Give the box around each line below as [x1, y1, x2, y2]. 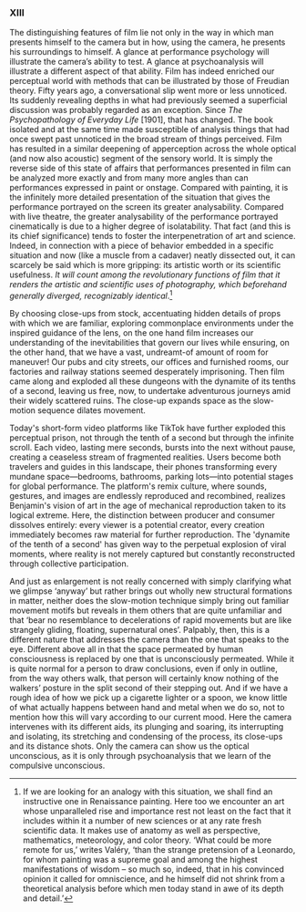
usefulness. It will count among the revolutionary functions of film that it [9, 269, 280, 280]
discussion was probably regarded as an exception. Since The [9, 105, 243, 116]
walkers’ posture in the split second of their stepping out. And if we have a [9, 682, 289, 693]
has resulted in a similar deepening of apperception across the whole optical [9, 143, 297, 154]
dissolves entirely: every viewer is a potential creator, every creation [9, 519, 265, 530]
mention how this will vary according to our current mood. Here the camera [9, 711, 292, 722]
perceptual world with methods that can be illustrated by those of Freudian [9, 76, 290, 87]
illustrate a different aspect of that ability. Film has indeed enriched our [9, 66, 275, 77]
